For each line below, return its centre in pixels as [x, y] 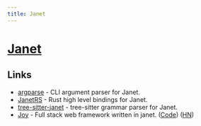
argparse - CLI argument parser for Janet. [79, 92]
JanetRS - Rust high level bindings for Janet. [82, 99]
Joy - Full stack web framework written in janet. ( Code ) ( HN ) [106, 115]
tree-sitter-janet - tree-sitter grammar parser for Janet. [98, 107]
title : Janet [27, 14]
